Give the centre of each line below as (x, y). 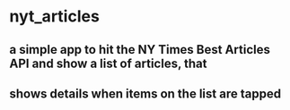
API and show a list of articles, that (108, 63)
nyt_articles (55, 17)
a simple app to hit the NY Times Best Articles (140, 50)
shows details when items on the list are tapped (145, 93)
